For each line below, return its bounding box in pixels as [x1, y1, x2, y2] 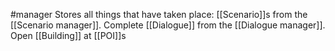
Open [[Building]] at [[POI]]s [10, 30, 127, 41]
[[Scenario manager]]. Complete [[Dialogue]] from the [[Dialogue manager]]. [10, 19, 326, 31]
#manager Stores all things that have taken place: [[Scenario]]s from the [10, 9, 308, 20]
